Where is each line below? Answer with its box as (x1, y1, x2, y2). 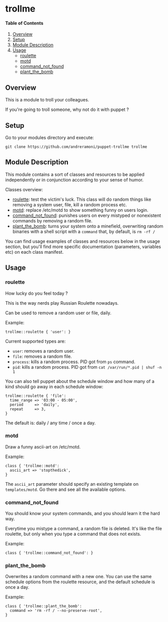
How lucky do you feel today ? (5, 290, 68, 296)
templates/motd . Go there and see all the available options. (5, 486, 127, 492)
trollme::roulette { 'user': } (5, 329, 71, 334)
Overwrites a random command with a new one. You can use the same (5, 574, 152, 580)
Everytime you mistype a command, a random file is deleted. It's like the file (5, 526, 162, 532)
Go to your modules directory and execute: (5, 135, 94, 141)
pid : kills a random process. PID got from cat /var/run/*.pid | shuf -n (12, 364, 162, 370)
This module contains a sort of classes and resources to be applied (5, 171, 145, 177)
